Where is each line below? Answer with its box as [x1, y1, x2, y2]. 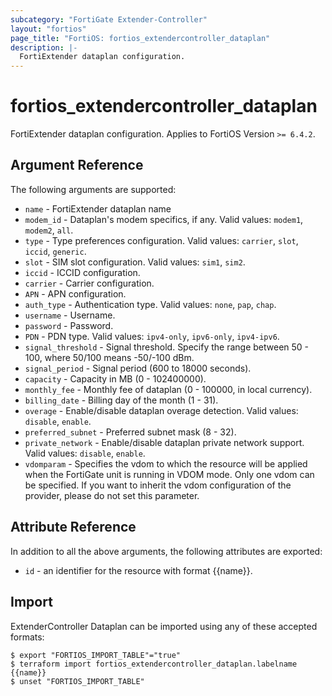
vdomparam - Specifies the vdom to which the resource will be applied [24, 457, 308, 470]
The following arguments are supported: [10, 183, 177, 195]
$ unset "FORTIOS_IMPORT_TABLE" [10, 676, 145, 686]
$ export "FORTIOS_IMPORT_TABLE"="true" [10, 650, 182, 660]
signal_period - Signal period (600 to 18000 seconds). [24, 362, 252, 374]
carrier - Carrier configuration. [24, 277, 155, 289]
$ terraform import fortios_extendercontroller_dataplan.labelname [10, 659, 298, 669]
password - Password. [24, 319, 114, 331]
